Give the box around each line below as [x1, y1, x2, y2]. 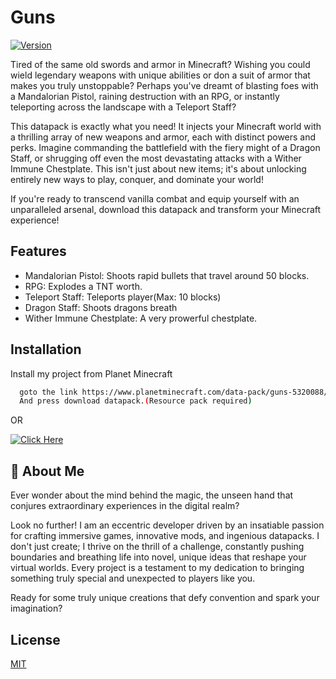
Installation [10, 341, 82, 358]
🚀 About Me [10, 462, 85, 480]
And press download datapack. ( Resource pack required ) [19, 396, 253, 406]
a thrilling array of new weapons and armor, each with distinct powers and [10, 131, 317, 143]
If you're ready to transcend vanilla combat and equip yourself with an [10, 192, 300, 205]
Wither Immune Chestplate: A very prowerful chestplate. [24, 312, 258, 324]
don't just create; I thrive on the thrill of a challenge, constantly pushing [10, 541, 305, 553]
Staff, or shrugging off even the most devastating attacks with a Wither [10, 152, 302, 164]
